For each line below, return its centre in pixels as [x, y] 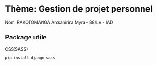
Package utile [26, 37]
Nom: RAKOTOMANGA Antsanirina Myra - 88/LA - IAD [59, 22]
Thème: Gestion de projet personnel [79, 9]
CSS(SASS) [16, 49]
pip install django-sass [30, 58]
